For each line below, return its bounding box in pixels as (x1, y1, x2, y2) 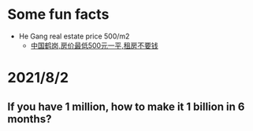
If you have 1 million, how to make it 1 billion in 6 (7, 100, 245, 113)
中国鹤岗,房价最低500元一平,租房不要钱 (30, 41, 158, 50)
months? (7, 112, 52, 126)
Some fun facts (7, 5, 110, 24)
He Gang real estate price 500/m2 (18, 31, 130, 41)
